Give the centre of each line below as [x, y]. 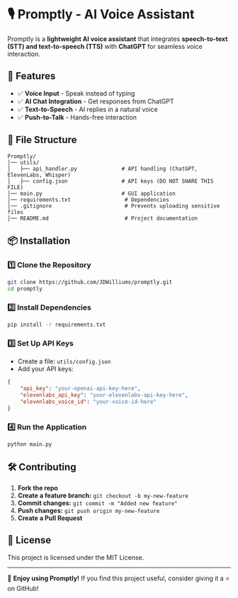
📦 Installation [39, 241]
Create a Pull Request [50, 518]
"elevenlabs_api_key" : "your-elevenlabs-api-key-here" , [104, 395]
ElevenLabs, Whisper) [39, 175]
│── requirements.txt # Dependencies [89, 200]
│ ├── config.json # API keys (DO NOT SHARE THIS [110, 181]
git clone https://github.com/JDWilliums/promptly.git [90, 282]
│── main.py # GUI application [91, 193]
